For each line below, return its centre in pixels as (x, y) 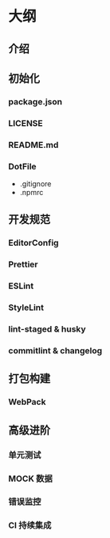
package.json (35, 101)
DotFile (23, 166)
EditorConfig (33, 243)
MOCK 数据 (31, 479)
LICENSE (26, 123)
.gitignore (35, 184)
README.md (33, 145)
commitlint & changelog (55, 350)
